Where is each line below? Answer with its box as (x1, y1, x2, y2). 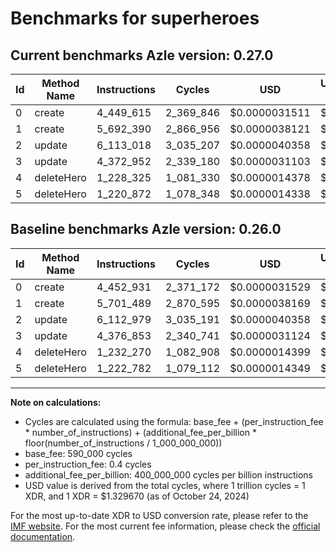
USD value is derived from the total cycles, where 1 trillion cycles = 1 (24, 479, 306, 491)
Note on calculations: (10, 396, 102, 408)
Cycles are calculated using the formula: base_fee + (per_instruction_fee (24, 415, 324, 427)
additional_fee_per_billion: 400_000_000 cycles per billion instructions (24, 468, 313, 481)
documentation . (10, 530, 76, 542)
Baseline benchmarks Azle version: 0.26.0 (10, 221, 282, 238)
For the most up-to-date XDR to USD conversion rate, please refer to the (10, 509, 309, 521)
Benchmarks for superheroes (10, 7, 260, 30)
